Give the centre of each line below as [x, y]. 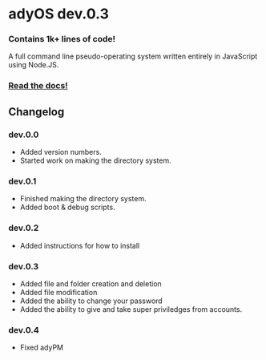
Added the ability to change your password [91, 301]
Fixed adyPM [42, 348]
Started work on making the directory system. [96, 160]
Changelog [36, 112]
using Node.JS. [34, 65]
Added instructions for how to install [80, 245]
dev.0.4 [24, 330]
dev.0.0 [24, 135]
